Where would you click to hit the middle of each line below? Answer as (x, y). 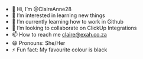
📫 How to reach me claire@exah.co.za (59, 35)
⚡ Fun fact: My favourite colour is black (59, 50)
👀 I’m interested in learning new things (58, 15)
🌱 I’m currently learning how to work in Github (68, 22)
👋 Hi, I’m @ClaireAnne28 (42, 9)
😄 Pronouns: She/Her (38, 43)
